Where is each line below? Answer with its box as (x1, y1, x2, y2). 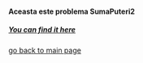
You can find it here (8, 25, 76, 35)
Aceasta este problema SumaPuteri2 (8, 6, 136, 16)
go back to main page (8, 45, 81, 55)
